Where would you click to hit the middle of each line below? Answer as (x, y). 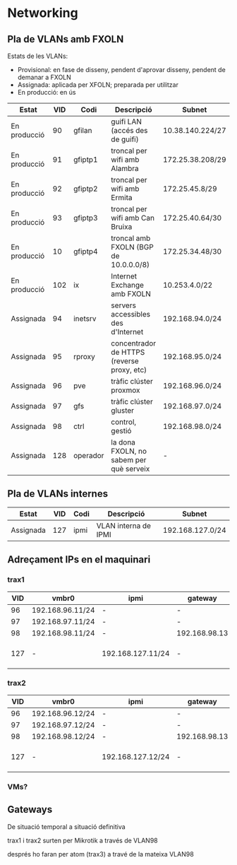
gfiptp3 (85, 218)
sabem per (129, 460)
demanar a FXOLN (44, 77)
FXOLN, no (129, 451)
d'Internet (127, 332)
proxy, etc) (129, 370)
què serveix (130, 469)
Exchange (128, 285)
